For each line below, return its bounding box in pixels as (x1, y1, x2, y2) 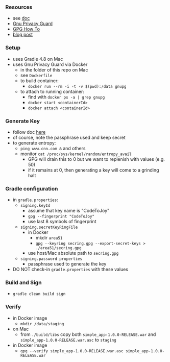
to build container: (20, 78, 59, 84)
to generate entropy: (12, 139, 56, 146)
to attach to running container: (20, 88, 84, 94)
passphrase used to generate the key (28, 261, 107, 267)
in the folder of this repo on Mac (20, 66, 88, 73)
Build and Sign (5, 279, 42, 286)
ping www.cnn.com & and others (20, 145, 86, 151)
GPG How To (12, 26, 40, 32)
